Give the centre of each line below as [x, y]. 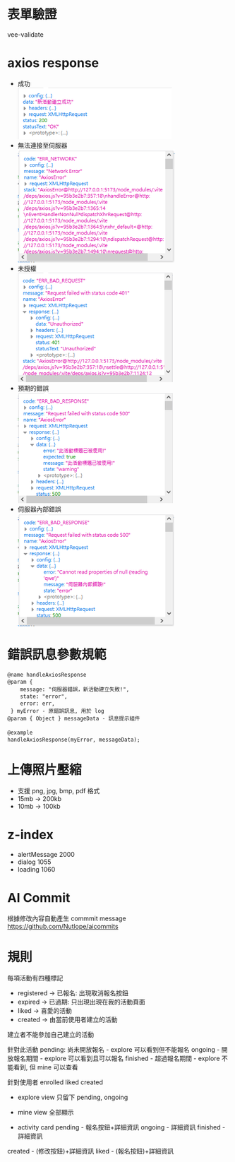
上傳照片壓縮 [45, 770]
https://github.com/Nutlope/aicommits [63, 926]
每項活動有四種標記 [35, 978]
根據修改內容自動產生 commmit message [67, 918]
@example [20, 733]
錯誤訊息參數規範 [57, 655]
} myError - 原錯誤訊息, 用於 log [57, 711]
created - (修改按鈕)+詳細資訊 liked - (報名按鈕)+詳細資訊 [91, 1151]
